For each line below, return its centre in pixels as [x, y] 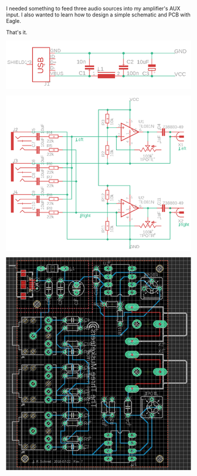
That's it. [17, 32]
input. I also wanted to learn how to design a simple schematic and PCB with [98, 15]
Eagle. [14, 21]
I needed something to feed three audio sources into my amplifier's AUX [93, 9]
